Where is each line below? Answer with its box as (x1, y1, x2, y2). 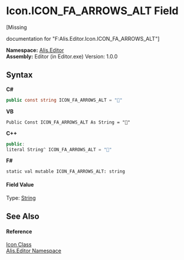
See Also (6, 211, 40, 221)
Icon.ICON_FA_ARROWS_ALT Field (6, 4, 179, 18)
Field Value (6, 181, 34, 188)
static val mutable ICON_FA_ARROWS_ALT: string (6, 168, 126, 175)
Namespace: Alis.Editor (6, 46, 64, 54)
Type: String (6, 194, 36, 201)
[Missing (6, 24, 28, 31)
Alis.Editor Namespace (6, 247, 62, 255)
